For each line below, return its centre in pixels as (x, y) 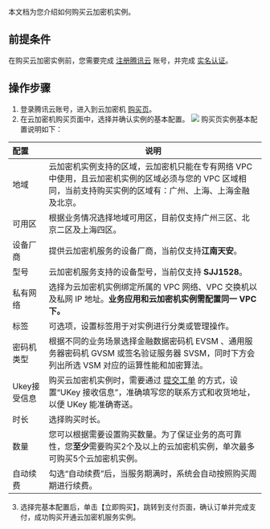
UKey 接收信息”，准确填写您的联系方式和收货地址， (157, 392)
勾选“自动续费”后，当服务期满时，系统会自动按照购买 (149, 474)
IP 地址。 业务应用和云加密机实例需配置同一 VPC (166, 299)
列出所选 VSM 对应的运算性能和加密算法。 (128, 365)
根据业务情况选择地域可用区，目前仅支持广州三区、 (145, 218)
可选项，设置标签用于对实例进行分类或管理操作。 (141, 326)
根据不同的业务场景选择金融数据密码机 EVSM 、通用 (147, 341)
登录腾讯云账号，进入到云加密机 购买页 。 (88, 109)
